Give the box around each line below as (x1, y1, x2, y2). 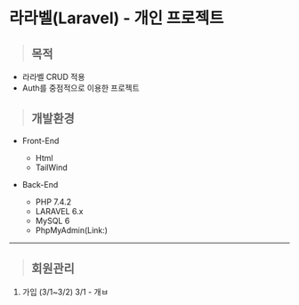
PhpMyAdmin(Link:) (35, 224, 109, 236)
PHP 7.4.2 (35, 197, 72, 207)
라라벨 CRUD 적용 (21, 72, 85, 82)
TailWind (35, 162, 69, 173)
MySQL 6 (35, 215, 70, 226)
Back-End (21, 179, 59, 189)
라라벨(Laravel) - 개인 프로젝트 (9, 8, 224, 28)
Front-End (21, 135, 60, 146)
